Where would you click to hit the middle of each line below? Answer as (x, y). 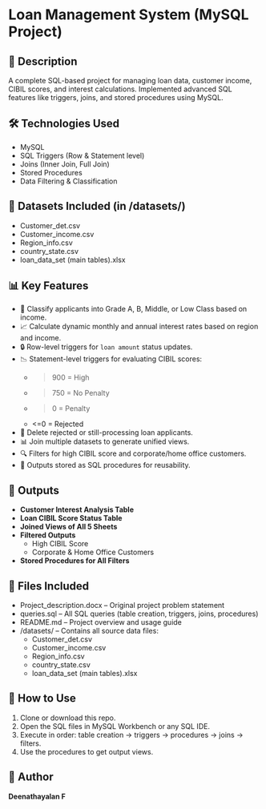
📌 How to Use (42, 698)
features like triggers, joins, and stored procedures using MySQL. (116, 97)
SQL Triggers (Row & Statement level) (82, 155)
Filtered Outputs (48, 535)
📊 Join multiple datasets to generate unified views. (105, 441)
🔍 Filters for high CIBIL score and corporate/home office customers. (133, 453)
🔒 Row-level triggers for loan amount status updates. (106, 347)
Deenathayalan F (37, 796)
